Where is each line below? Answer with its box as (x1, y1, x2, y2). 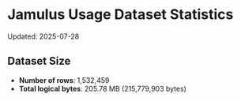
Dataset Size (7, 54, 71, 68)
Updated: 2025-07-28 (7, 32, 80, 41)
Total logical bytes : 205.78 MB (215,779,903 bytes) (18, 84, 187, 93)
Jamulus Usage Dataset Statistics (7, 6, 234, 24)
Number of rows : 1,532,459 (18, 75, 110, 84)
